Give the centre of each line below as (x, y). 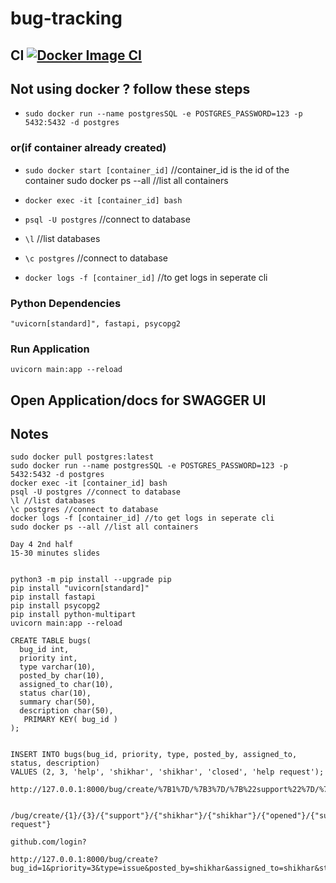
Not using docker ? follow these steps (130, 88)
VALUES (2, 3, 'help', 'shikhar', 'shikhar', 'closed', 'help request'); (167, 772)
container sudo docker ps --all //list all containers (126, 180)
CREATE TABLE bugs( (51, 641)
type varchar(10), (58, 667)
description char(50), (66, 711)
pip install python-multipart (73, 615)
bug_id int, (44, 650)
